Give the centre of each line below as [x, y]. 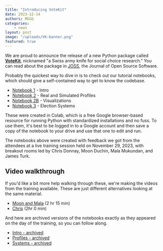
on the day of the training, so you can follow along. [56, 223]
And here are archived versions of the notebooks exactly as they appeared [80, 218]
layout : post [18, 32]
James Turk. [18, 156]
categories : [17, 23]
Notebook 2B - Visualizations [42, 100]
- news [21, 28]
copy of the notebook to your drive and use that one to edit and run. [73, 131]
